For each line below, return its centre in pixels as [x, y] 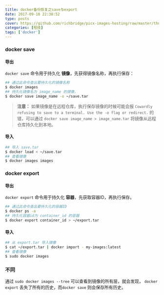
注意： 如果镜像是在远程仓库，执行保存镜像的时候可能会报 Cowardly [85, 106]
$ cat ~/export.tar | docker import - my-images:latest [63, 247]
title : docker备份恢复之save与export [41, 10]
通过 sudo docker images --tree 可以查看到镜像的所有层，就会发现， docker [81, 281]
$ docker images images [29, 161]
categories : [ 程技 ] [24, 28]
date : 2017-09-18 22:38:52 [32, 14]
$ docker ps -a [20, 211]
